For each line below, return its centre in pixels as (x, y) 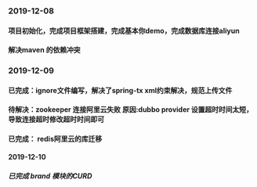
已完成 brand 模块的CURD (50, 176)
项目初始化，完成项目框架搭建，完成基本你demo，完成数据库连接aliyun (124, 31)
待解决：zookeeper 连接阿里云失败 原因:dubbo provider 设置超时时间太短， (130, 110)
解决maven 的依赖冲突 (44, 50)
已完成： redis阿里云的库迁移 (55, 138)
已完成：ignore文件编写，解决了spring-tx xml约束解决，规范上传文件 (120, 90)
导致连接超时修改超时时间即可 (56, 120)
